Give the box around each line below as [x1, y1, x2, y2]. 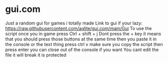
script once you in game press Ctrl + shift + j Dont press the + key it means [5, 30, 161, 36]
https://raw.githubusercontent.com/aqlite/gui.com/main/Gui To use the [5, 25, 152, 31]
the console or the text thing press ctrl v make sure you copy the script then [5, 41, 163, 47]
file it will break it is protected [5, 51, 67, 58]
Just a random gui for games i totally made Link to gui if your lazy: [5, 20, 143, 26]
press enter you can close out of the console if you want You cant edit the [5, 46, 159, 52]
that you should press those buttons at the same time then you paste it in [5, 36, 157, 42]
